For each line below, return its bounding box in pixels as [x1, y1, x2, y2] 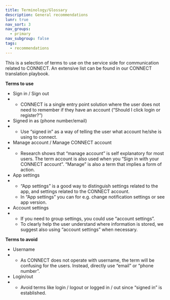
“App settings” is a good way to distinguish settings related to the [20, 183, 158, 189]
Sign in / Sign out [12, 90, 49, 96]
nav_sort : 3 [5, 22, 31, 27]
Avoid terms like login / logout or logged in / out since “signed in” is [20, 284, 162, 290]
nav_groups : [5, 27, 31, 32]
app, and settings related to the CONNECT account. [20, 188, 130, 195]
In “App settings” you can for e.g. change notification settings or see [20, 194, 165, 200]
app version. [20, 199, 47, 205]
